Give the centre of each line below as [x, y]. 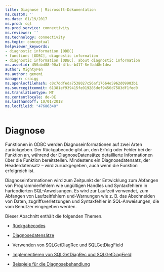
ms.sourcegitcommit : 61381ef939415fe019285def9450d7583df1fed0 [72, 88]
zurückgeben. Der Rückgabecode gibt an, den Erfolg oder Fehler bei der [79, 149]
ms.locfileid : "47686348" [32, 106]
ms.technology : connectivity [35, 38]
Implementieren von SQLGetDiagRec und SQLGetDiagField [72, 254]
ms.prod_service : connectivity [37, 28]
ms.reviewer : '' [22, 33]
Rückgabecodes [29, 226]
